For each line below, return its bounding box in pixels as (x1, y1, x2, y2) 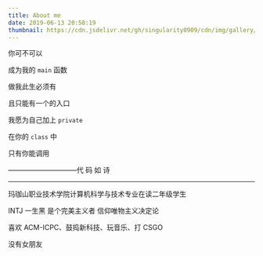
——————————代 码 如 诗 (8, 166, 110, 175)
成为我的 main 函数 (8, 65, 68, 75)
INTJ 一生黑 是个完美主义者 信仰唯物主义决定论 (8, 206, 159, 216)
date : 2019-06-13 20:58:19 (8, 19, 96, 27)
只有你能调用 (8, 148, 49, 158)
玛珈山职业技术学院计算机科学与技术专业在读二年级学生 (8, 189, 186, 199)
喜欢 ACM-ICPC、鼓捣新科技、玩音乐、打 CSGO (8, 223, 163, 232)
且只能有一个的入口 (8, 99, 70, 108)
